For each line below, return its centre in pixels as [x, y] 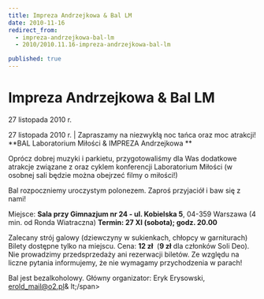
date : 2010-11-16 [37, 23]
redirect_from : [33, 30]
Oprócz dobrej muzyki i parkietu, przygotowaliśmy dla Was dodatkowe [123, 158]
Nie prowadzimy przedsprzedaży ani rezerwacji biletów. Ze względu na [124, 254]
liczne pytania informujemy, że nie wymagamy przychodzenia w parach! [125, 262]
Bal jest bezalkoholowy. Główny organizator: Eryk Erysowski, [107, 278]
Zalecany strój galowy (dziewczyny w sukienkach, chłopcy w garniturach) [128, 238]
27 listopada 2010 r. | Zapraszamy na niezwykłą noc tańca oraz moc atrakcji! [132, 135]
